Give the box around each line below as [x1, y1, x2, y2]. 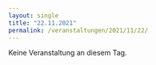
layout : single [8, 11, 59, 20]
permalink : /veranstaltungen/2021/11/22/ [8, 26, 149, 34]
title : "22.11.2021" [8, 19, 78, 27]
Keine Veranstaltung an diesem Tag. [8, 48, 127, 58]
